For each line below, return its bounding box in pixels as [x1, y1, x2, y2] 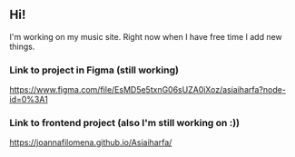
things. [9, 41, 35, 52]
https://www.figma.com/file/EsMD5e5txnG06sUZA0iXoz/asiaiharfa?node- [9, 84, 286, 95]
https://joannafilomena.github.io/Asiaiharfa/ [9, 137, 172, 148]
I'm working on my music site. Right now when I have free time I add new [9, 31, 283, 42]
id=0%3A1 [9, 94, 48, 105]
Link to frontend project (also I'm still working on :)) [9, 117, 241, 130]
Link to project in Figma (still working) [9, 64, 180, 76]
